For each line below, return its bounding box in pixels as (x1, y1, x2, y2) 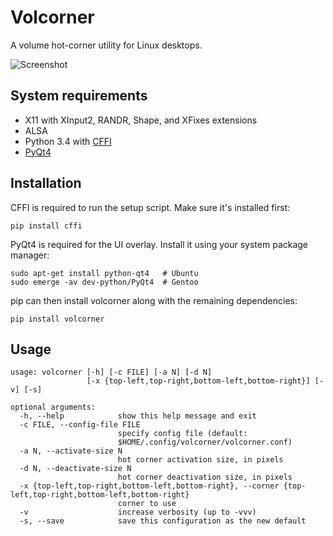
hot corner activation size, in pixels (117, 455, 284, 465)
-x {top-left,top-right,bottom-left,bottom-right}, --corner (19, 481, 280, 491)
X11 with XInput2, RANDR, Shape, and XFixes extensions (24, 114, 258, 126)
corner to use (117, 499, 177, 509)
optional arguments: (10, 402, 97, 413)
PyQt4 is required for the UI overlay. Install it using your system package (10, 238, 309, 250)
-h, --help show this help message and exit (19, 411, 257, 421)
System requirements (10, 87, 148, 105)
